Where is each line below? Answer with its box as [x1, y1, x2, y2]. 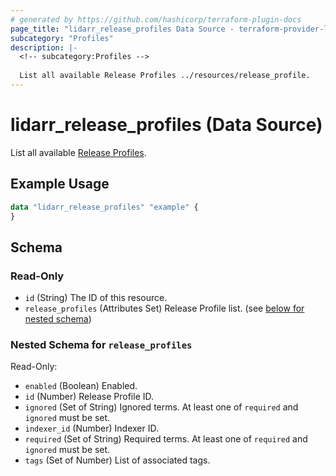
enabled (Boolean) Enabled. [24, 380, 138, 392]
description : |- [10, 42, 78, 53]
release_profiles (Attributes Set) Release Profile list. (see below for [24, 302, 305, 315]
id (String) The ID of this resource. [24, 292, 168, 304]
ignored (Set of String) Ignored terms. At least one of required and [24, 401, 299, 413]
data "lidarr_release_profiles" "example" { [10, 202, 199, 212]
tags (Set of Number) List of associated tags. [24, 454, 211, 466]
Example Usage [10, 176, 110, 193]
